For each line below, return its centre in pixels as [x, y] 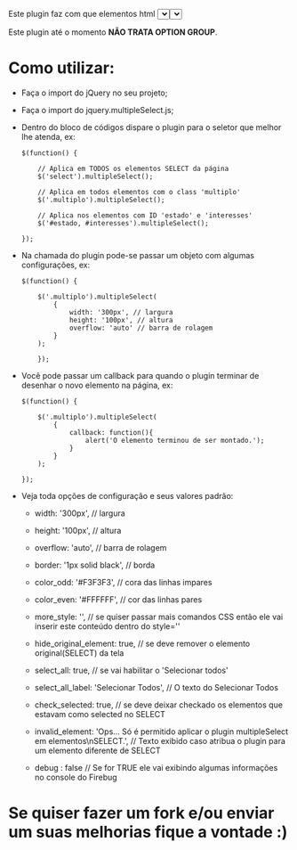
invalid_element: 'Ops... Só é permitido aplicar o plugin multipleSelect [161, 731]
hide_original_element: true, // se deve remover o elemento [142, 643]
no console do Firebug [76, 777]
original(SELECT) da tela [79, 653]
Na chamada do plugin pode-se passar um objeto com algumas [138, 255]
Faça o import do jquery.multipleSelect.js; [97, 110]
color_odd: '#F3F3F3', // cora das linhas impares [123, 582]
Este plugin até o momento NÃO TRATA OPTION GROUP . [113, 32]
